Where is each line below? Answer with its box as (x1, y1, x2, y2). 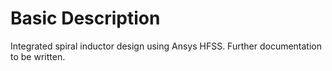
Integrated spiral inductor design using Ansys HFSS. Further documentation (10, 40, 322, 52)
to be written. (10, 50, 66, 62)
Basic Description (10, 7, 161, 30)
